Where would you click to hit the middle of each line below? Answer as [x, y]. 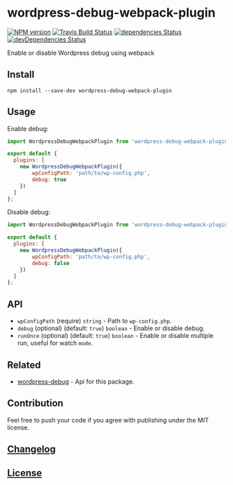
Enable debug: [28, 128]
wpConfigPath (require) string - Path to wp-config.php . [94, 321]
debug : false [51, 263]
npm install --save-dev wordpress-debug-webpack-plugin [89, 91]
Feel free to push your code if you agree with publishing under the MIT [108, 420]
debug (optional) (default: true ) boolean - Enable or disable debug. [111, 328]
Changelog [32, 449]
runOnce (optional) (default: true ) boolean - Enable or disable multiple [115, 336]
